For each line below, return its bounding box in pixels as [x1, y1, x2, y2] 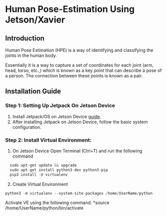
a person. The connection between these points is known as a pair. [5, 73, 143, 78]
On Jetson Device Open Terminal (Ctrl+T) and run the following [12, 148, 143, 154]
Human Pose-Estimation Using [5, 3, 135, 15]
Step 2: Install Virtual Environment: [5, 136, 92, 143]
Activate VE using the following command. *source [5, 200, 110, 206]
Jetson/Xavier [5, 14, 65, 25]
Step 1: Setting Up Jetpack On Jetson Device [5, 102, 116, 109]
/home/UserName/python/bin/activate [5, 205, 84, 211]
